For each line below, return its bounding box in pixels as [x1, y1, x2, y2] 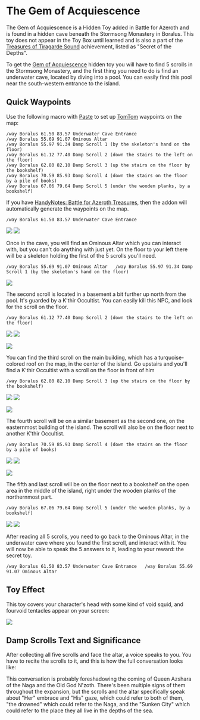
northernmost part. [6, 493, 53, 500]
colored [6, 360, 25, 367]
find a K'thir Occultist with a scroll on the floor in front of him [6, 366, 155, 373]
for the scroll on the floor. [6, 303, 68, 310]
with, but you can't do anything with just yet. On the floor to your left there [6, 246, 188, 253]
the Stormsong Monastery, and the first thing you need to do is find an [6, 67, 179, 74]
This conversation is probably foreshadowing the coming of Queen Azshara [6, 675, 192, 682]
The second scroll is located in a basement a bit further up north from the [6, 291, 186, 298]
